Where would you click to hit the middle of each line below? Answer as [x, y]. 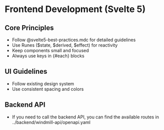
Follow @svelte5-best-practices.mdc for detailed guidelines [74, 40]
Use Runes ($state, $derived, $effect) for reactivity [65, 45]
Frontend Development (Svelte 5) [75, 9]
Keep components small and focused [50, 50]
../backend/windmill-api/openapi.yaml [51, 122]
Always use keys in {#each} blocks [48, 56]
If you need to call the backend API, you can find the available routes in [85, 117]
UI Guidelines [26, 72]
